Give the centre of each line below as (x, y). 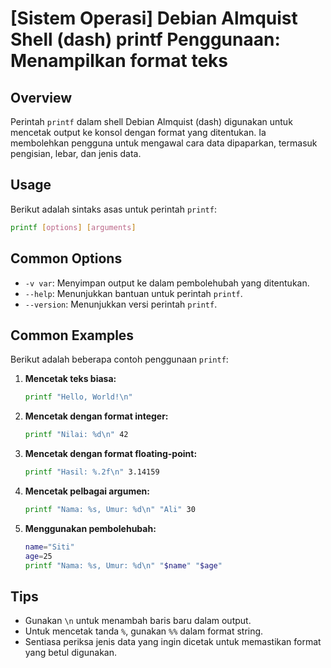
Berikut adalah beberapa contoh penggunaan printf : (119, 359)
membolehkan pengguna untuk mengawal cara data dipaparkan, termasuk (164, 143)
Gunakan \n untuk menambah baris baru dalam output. (138, 621)
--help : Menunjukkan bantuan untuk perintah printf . (133, 293)
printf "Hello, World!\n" (78, 397)
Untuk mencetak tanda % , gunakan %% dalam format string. (144, 631)
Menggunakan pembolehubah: (90, 528)
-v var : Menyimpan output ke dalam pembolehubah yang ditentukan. (167, 283)
